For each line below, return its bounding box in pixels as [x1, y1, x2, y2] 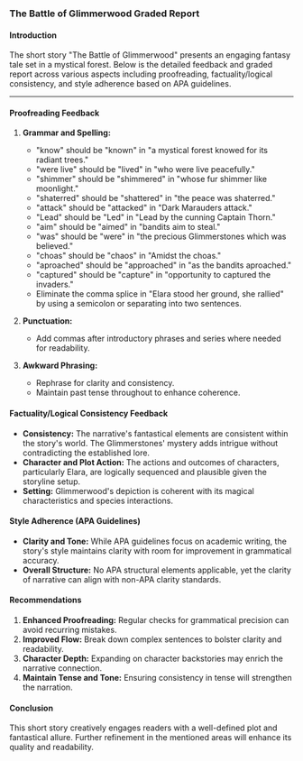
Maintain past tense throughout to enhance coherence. [35, 387, 241, 399]
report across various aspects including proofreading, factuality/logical [9, 69, 273, 79]
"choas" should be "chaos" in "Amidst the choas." [35, 251, 222, 261]
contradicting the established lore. [22, 447, 151, 458]
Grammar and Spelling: [22, 127, 111, 138]
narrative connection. [22, 662, 102, 674]
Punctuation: [22, 316, 73, 326]
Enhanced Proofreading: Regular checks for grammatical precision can [22, 614, 289, 625]
